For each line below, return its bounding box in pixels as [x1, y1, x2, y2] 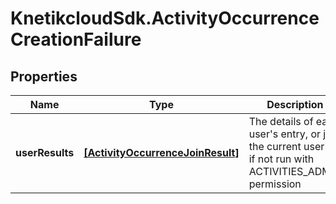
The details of [248, 115, 314, 128]
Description [266, 98, 324, 111]
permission [248, 177, 302, 191]
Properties [10, 68, 78, 85]
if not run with [248, 152, 315, 166]
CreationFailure [10, 28, 142, 51]
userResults [15, 146, 75, 159]
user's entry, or [248, 127, 321, 141]
